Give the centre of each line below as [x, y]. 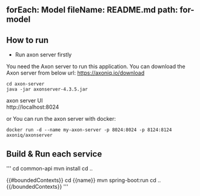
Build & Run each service [54, 154]
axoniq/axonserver [29, 135]
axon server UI [25, 101]
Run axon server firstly [43, 55]
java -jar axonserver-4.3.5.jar [47, 90]
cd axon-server [25, 84]
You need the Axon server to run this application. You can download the [96, 67]
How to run [28, 40]
